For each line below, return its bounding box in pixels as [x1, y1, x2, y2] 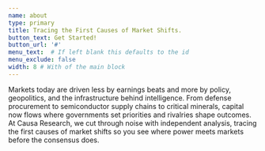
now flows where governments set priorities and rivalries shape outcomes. [8, 110, 252, 119]
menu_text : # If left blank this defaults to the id [8, 48, 190, 56]
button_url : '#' [8, 41, 62, 49]
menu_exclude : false [8, 56, 77, 64]
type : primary [8, 19, 55, 27]
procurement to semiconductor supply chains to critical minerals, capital [8, 101, 244, 111]
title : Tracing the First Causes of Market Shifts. [8, 26, 182, 34]
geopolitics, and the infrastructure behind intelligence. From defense [8, 92, 232, 103]
